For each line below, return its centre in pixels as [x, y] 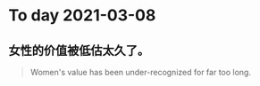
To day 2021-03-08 [82, 16]
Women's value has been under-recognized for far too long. [141, 72]
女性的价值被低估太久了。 [79, 50]
